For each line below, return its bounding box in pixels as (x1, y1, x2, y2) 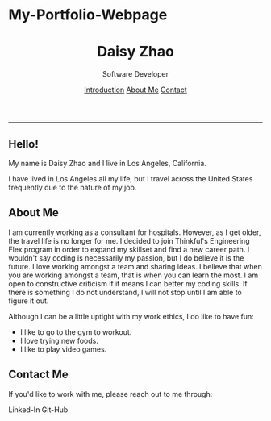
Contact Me (8, 368, 69, 381)
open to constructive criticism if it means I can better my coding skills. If (8, 278, 248, 288)
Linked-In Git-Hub (8, 405, 69, 415)
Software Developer (102, 69, 169, 79)
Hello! (8, 137, 39, 151)
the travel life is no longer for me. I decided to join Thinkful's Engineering (8, 236, 250, 245)
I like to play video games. (19, 344, 107, 354)
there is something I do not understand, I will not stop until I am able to (8, 287, 242, 297)
